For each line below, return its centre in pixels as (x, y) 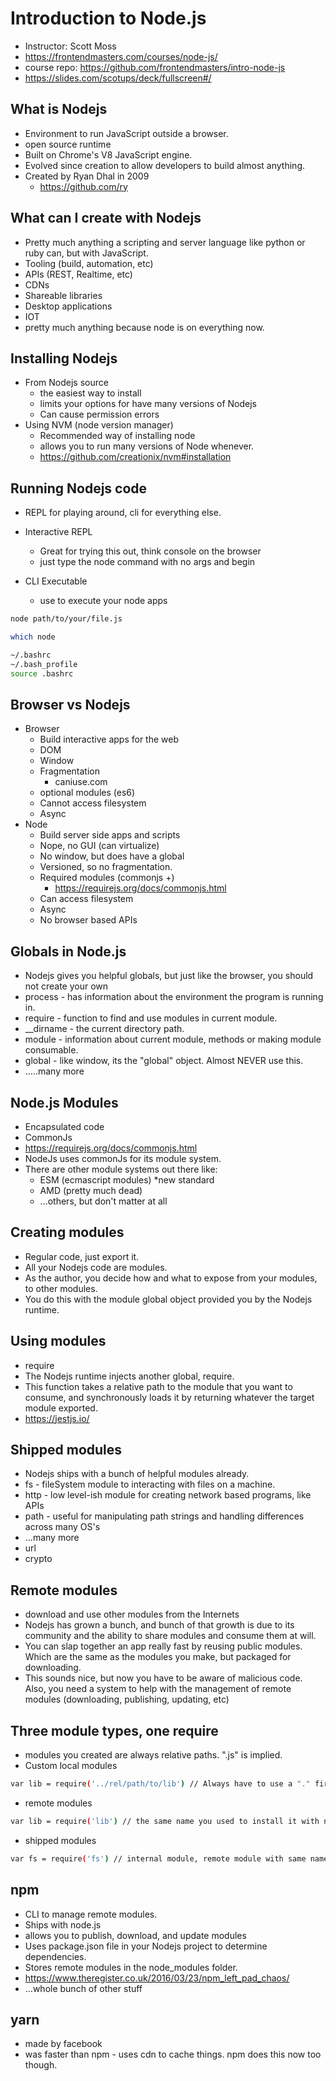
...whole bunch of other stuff (83, 1988)
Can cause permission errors (99, 414)
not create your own (66, 986)
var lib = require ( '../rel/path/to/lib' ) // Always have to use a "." (160, 1784)
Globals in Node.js (68, 951)
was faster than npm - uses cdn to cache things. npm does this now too (173, 2054)
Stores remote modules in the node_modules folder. (131, 1967)
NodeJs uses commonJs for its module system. (123, 1158)
